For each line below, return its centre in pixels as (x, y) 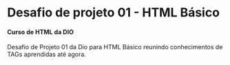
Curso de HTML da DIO (41, 31)
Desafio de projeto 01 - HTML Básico (114, 13)
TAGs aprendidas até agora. (46, 54)
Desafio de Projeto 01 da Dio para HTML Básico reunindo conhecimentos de (115, 47)
